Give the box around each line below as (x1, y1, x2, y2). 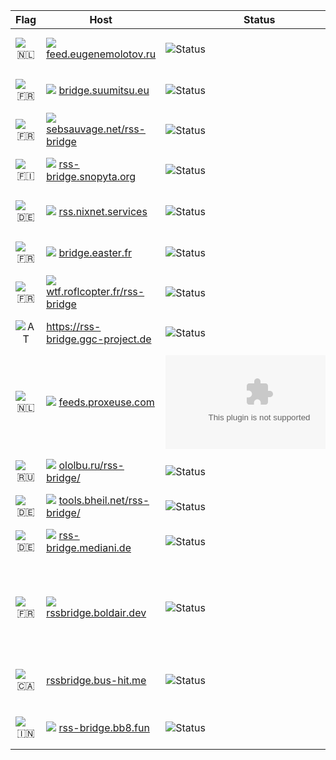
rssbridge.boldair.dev (46, 606, 147, 619)
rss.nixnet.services (58, 205, 148, 218)
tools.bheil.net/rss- (58, 494, 150, 507)
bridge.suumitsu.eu (58, 84, 150, 97)
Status (243, 13, 276, 26)
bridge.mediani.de (46, 541, 132, 554)
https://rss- (46, 320, 102, 333)
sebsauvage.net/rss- (46, 122, 146, 136)
